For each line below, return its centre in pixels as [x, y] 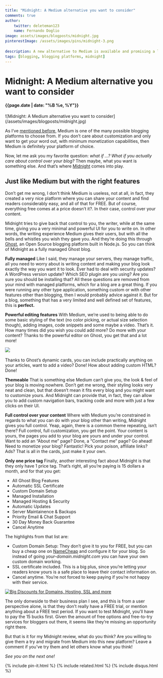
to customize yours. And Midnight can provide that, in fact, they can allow [79, 395]
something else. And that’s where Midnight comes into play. [65, 166]
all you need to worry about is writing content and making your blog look [78, 264]
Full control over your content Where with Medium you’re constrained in [78, 415]
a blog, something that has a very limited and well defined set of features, [79, 300]
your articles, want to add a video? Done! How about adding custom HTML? [81, 365]
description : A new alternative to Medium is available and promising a [80, 51]
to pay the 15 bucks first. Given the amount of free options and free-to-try [79, 617]
